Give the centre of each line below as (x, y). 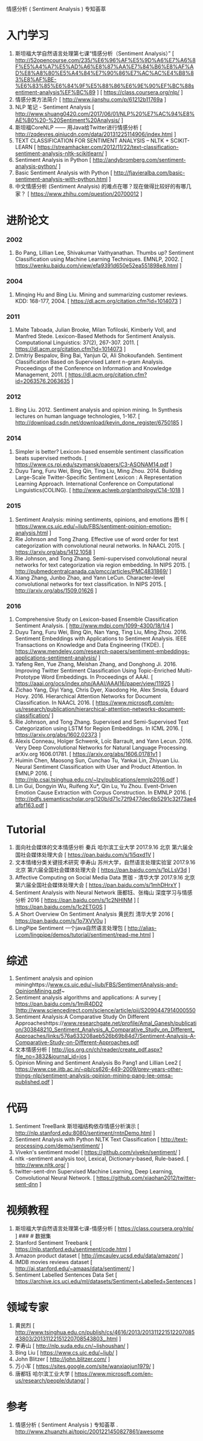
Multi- (185, 671)
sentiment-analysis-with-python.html (61, 179)
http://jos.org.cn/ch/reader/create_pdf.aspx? (107, 1050)
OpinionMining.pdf (38, 991)
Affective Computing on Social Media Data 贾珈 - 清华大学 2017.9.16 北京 (105, 878)
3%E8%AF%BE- (36, 79)
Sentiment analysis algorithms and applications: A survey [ (88, 998)
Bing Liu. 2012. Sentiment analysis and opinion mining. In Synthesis (98, 410)
